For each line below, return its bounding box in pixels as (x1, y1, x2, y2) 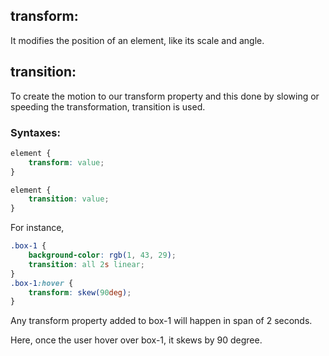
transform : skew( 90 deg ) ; (28, 287, 132, 298)
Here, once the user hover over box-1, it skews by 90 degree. (10, 334, 263, 346)
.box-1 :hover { (10, 278, 74, 288)
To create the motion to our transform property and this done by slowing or (10, 90, 320, 102)
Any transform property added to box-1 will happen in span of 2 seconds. (10, 315, 313, 327)
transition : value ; (28, 194, 110, 204)
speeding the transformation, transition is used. (10, 100, 206, 113)
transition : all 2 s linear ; (28, 259, 145, 269)
